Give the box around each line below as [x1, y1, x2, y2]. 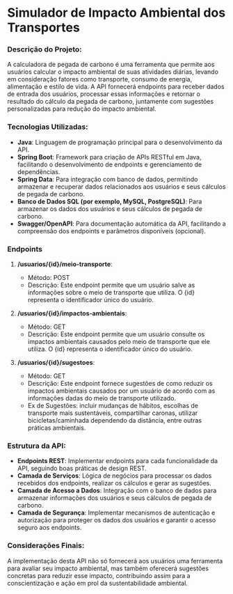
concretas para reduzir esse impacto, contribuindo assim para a [7, 571, 191, 579]
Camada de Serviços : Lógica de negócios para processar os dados [17, 471, 212, 480]
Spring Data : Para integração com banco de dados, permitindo [17, 175, 198, 183]
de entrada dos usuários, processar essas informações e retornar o [7, 90, 200, 98]
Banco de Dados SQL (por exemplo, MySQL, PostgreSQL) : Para [17, 197, 202, 205]
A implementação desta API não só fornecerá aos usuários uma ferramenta [7, 556, 223, 565]
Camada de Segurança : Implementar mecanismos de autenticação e [17, 508, 216, 517]
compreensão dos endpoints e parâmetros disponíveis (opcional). [17, 226, 207, 235]
